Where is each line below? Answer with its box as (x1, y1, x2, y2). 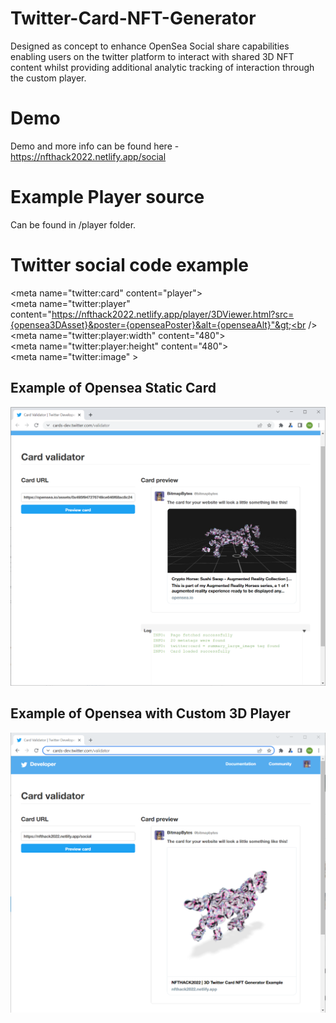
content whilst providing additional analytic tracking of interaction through (10, 61, 315, 73)
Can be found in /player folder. (10, 218, 137, 231)
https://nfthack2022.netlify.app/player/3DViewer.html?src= (51, 308, 295, 320)
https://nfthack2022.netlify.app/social (10, 150, 167, 162)
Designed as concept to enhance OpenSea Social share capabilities (10, 40, 290, 52)
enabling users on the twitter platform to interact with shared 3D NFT (10, 50, 295, 62)
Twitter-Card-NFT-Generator (10, 7, 257, 30)
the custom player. (10, 72, 87, 84)
